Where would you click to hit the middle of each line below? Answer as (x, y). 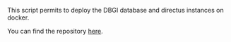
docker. (18, 17)
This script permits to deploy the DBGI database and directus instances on (115, 10)
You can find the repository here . (55, 31)
